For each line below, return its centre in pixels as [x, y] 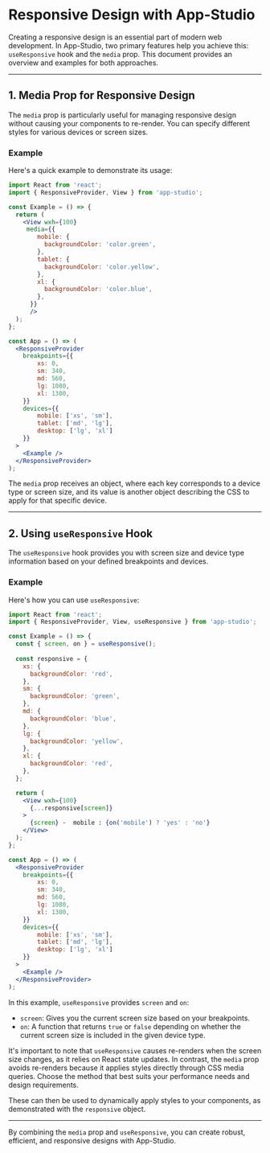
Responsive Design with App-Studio [132, 15]
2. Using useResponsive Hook [80, 533]
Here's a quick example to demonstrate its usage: [90, 170]
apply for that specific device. [57, 501]
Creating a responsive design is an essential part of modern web [115, 37]
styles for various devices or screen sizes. [78, 132]
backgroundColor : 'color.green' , [100, 244]
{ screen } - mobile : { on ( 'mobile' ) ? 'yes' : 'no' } [120, 823]
